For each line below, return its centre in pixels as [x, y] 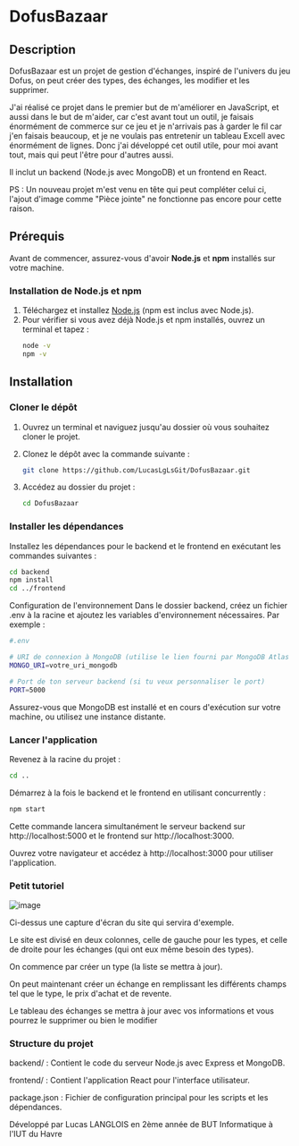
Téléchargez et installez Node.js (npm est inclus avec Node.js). [138, 310]
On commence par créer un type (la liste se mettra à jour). [116, 966]
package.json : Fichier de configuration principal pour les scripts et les [139, 1098]
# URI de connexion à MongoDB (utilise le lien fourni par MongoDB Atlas [149, 658]
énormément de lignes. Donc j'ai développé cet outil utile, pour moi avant [144, 145]
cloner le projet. [51, 437]
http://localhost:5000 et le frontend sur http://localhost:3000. [122, 836]
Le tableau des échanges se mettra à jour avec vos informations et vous [142, 1010]
